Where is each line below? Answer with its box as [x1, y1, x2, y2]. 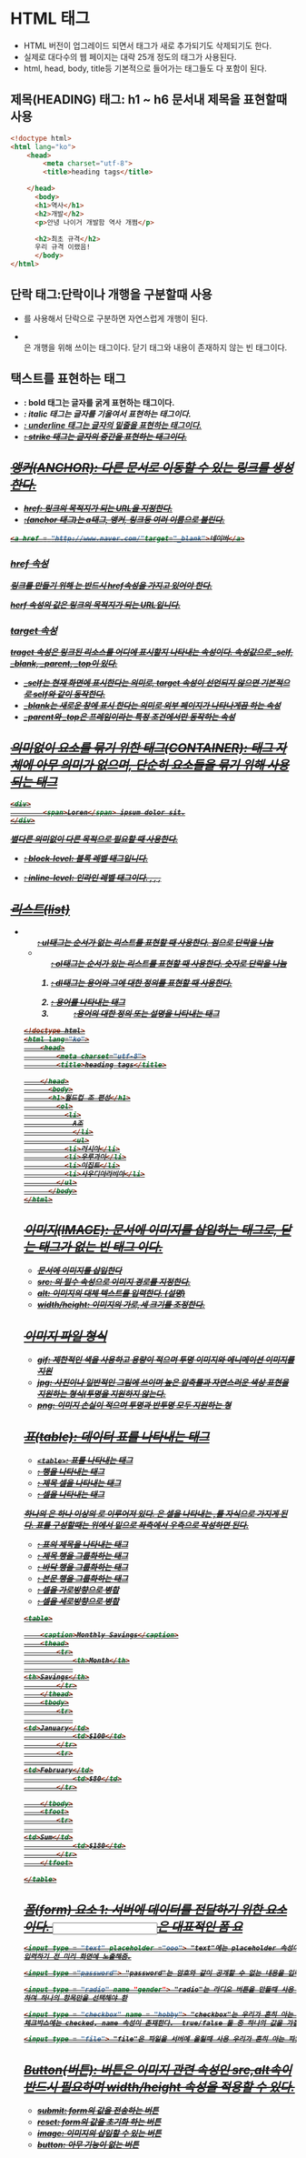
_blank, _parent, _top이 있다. [10, 657, 118, 668]
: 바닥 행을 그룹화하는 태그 [36, 1561, 129, 1573]
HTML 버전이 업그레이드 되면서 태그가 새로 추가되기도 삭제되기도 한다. [23, 40, 271, 51]
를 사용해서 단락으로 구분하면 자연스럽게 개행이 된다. [23, 313, 208, 324]
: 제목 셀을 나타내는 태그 [36, 1478, 122, 1489]
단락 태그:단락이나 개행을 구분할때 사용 [10, 287, 212, 303]
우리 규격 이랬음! [34, 243, 92, 252]
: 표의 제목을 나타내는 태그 [36, 1539, 129, 1551]
